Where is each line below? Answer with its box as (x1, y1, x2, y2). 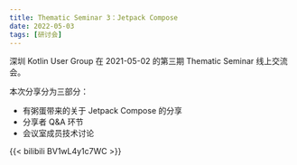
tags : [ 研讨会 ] (9, 30, 63, 39)
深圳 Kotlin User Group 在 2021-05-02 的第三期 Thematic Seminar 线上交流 (9, 56, 289, 67)
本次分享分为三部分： (9, 87, 88, 97)
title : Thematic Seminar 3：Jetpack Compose (9, 13, 179, 23)
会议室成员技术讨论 (22, 128, 95, 139)
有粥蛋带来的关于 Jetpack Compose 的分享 (22, 105, 182, 116)
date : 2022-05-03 (9, 22, 75, 31)
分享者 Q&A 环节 (22, 116, 84, 127)
